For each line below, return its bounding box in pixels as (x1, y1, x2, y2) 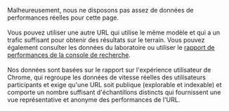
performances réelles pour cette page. (7, 13, 119, 22)
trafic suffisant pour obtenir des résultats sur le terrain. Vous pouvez (7, 36, 205, 44)
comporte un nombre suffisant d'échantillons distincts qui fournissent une (7, 88, 221, 96)
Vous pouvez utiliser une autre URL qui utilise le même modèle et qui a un (7, 28, 221, 37)
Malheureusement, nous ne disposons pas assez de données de (7, 6, 194, 14)
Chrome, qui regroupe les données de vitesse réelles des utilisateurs (7, 73, 206, 81)
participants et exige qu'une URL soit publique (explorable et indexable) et (7, 81, 223, 89)
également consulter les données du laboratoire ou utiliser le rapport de (7, 44, 215, 51)
